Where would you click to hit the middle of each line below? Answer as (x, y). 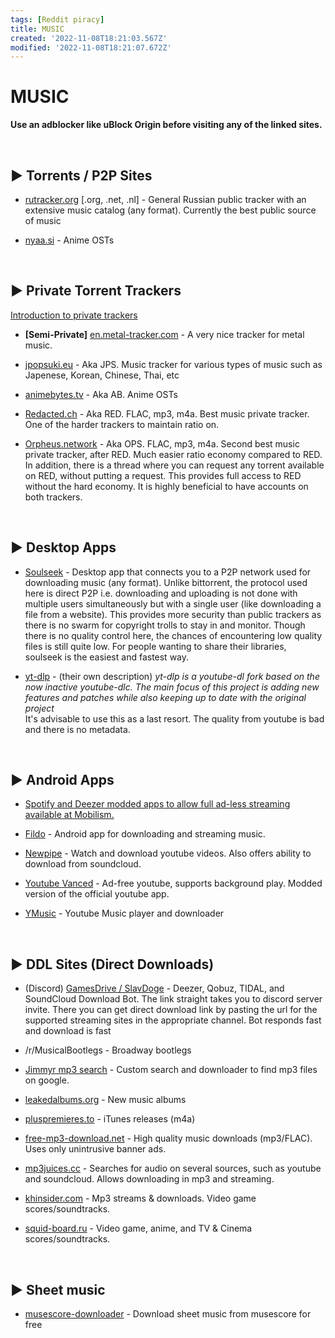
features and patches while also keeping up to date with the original (165, 697)
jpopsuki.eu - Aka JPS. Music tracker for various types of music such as (173, 364)
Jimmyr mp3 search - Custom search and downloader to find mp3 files (171, 1070)
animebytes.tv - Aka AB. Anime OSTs (101, 394)
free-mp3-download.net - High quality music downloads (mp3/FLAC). (168, 1138)
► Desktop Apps (63, 547)
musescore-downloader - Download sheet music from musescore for (168, 1314)
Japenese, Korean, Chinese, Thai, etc (102, 375)
